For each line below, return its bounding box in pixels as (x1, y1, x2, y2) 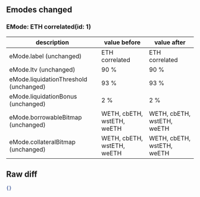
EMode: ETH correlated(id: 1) (6, 23, 91, 31)
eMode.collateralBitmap (9, 137, 76, 146)
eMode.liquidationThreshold (9, 75, 87, 83)
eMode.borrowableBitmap (9, 113, 82, 121)
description (35, 38, 70, 47)
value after (154, 38, 186, 47)
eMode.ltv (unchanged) (9, 65, 76, 73)
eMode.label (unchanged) (9, 52, 82, 60)
